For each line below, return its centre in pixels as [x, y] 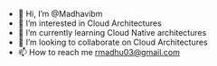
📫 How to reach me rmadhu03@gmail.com [99, 52]
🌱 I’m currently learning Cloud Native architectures [112, 33]
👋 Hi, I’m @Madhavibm [60, 14]
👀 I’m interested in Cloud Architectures [90, 23]
